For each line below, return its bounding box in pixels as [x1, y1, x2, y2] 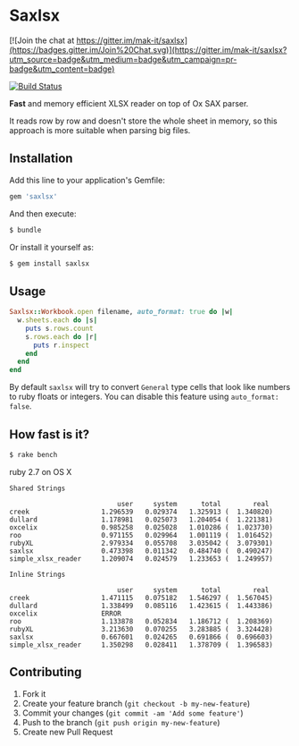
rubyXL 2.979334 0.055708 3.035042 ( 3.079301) [9, 538, 274, 547]
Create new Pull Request [21, 726, 113, 737]
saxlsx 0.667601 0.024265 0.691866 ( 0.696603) [9, 632, 274, 641]
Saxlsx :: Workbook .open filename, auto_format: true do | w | [9, 308, 234, 317]
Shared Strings [9, 484, 66, 493]
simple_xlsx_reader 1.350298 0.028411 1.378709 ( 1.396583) [9, 640, 274, 649]
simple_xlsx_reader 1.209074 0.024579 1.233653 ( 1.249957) [9, 554, 274, 564]
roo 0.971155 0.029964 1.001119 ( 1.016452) [9, 530, 274, 539]
